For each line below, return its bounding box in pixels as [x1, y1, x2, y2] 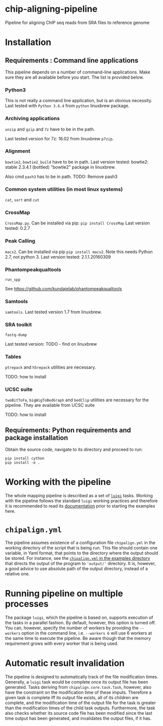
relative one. [5, 571, 30, 576]
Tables [5, 353, 21, 360]
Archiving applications [5, 115, 60, 122]
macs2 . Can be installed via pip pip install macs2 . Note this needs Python [5, 248, 153, 255]
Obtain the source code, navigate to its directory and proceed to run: [5, 446, 143, 453]
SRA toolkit [5, 321, 32, 328]
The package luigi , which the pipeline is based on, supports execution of [5, 615, 153, 620]
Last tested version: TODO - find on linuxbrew [5, 341, 97, 347]
